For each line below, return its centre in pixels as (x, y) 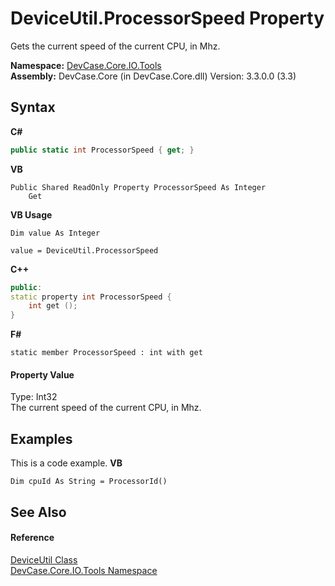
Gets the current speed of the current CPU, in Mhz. (115, 46)
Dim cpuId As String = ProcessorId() (89, 482)
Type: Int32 (34, 397)
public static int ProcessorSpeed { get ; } (102, 150)
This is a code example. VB (66, 463)
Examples (41, 438)
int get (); (53, 306)
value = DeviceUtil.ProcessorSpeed (84, 250)
